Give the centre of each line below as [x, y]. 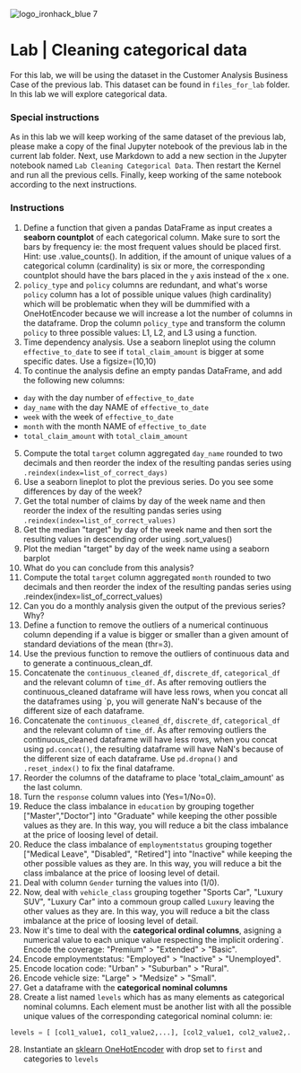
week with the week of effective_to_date [98, 417]
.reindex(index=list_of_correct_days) [95, 473]
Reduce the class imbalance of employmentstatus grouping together [147, 844]
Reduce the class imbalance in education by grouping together [138, 806]
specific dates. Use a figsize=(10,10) [90, 361]
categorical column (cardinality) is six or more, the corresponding [144, 266]
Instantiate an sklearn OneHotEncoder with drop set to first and [142, 1050]
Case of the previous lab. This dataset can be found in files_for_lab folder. [150, 84]
